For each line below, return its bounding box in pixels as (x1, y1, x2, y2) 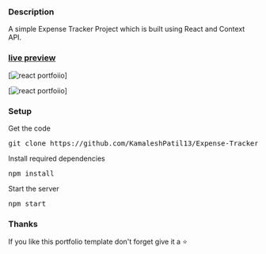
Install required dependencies (8, 154, 105, 163)
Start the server (8, 184, 59, 193)
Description (8, 6, 55, 17)
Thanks (8, 218, 38, 229)
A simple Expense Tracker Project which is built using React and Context (8, 25, 245, 34)
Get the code (8, 123, 51, 133)
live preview (8, 52, 56, 63)
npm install (8, 169, 55, 178)
